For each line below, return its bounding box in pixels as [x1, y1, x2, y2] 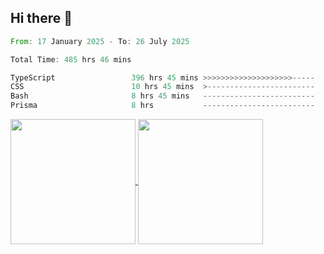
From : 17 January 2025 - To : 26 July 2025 [10, 36, 190, 46]
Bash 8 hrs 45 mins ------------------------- [10, 91, 315, 101]
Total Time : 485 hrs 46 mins [10, 54, 132, 65]
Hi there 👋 [10, 10, 73, 27]
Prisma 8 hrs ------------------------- [10, 101, 315, 111]
